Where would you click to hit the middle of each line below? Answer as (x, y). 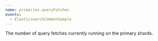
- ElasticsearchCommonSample (41, 19)
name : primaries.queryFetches (37, 10)
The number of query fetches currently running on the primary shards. (79, 33)
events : (14, 14)
